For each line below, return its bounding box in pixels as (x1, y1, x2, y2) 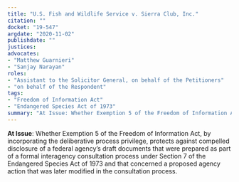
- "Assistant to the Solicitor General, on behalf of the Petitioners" (7, 76, 224, 84)
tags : (7, 90, 23, 97)
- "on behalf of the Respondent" (7, 83, 107, 90)
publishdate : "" (7, 37, 55, 44)
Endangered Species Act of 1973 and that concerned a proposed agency (7, 159, 221, 168)
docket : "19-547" (7, 23, 59, 31)
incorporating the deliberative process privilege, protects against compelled (7, 136, 230, 145)
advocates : (7, 50, 40, 58)
